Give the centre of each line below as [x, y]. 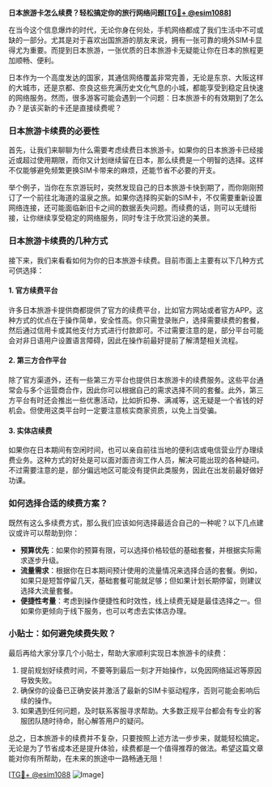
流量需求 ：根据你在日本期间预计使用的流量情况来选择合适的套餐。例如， [140, 570]
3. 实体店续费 [30, 430]
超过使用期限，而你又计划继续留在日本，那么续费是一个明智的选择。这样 [143, 160]
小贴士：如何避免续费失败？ [62, 634]
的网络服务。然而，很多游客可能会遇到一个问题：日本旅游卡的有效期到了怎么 [136, 98]
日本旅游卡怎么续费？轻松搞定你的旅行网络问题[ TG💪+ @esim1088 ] [120, 13]
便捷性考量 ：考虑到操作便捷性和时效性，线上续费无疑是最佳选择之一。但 [140, 601]
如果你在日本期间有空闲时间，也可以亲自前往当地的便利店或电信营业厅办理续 [136, 450]
